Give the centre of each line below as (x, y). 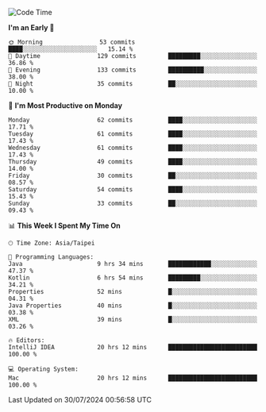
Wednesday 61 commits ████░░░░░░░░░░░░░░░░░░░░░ (133, 148)
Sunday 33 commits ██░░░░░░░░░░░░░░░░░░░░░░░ (133, 203)
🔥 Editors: (27, 341)
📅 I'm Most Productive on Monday (66, 106)
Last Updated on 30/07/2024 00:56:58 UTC (80, 400)
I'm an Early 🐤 (31, 27)
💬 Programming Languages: (51, 257)
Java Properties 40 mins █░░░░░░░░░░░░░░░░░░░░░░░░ (133, 306)
